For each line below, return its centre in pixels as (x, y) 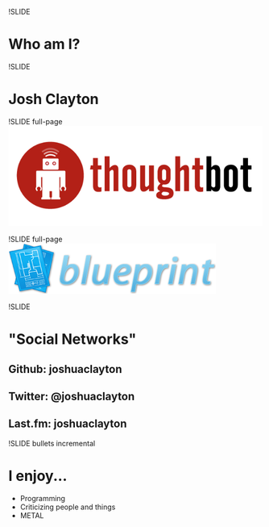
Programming (43, 498)
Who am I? (44, 44)
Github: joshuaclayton (65, 369)
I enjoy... (38, 476)
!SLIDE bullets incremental (52, 443)
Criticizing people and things (68, 507)
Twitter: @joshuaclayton (72, 397)
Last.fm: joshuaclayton (68, 424)
